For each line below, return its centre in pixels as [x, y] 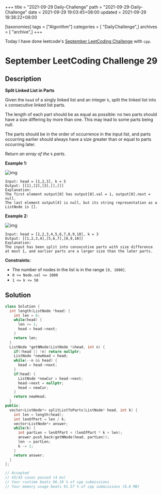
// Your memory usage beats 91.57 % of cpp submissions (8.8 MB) [72, 486]
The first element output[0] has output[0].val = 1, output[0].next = [78, 194]
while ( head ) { [28, 320]
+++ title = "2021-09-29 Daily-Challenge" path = [54, 7]
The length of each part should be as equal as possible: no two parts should [81, 114]
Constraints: [18, 260]
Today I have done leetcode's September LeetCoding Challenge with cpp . [78, 41]
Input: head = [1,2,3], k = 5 [36, 181]
